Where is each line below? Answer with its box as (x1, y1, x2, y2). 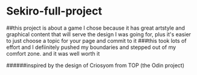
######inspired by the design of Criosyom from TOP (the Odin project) (6, 62, 185, 69)
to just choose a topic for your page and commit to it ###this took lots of (6, 37, 187, 44)
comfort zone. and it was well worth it (6, 50, 100, 57)
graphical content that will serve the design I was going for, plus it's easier (6, 30, 192, 37)
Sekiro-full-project (6, 4, 103, 18)
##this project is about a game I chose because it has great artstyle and (6, 24, 186, 31)
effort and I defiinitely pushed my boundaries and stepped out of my (6, 44, 176, 51)
